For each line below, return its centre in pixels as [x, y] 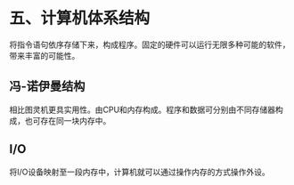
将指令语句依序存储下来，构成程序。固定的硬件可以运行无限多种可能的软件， [150, 44]
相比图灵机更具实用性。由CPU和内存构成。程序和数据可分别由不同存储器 [143, 109]
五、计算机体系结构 [80, 18]
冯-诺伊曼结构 [47, 87]
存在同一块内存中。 [75, 120]
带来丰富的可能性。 [45, 55]
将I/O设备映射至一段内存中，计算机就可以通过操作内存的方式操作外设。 [139, 172]
